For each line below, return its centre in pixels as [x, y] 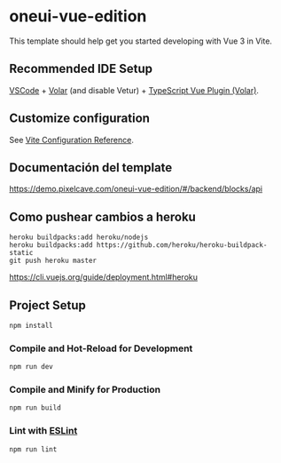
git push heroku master [53, 261]
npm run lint [33, 449]
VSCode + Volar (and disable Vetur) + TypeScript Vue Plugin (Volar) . [134, 90]
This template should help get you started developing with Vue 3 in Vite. [141, 41]
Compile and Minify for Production [85, 389]
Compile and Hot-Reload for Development [101, 348]
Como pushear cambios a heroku [103, 216]
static [21, 253]
